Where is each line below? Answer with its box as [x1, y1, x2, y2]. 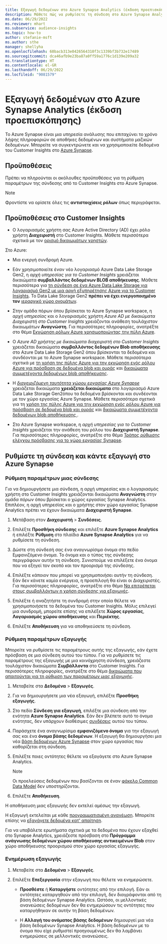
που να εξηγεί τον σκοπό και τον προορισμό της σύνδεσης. [12, 562, 135, 568]
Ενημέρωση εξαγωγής [5, 855, 62, 862]
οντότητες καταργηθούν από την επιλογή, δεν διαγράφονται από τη [19, 891, 162, 897]
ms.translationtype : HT [5, 58, 55, 63]
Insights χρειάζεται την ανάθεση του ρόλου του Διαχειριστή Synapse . [12, 427, 160, 433]
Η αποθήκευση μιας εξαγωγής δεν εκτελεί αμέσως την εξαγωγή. [5, 803, 141, 809]
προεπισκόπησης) [5, 115, 82, 126]
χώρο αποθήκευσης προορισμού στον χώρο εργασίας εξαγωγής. [5, 843, 140, 849]
